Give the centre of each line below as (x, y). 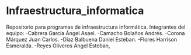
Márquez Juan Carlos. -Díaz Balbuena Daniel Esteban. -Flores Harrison (92, 39)
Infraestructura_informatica (75, 11)
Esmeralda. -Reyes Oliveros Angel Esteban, (58, 46)
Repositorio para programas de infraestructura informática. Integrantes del (96, 27)
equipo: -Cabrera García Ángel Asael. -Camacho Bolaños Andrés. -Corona (95, 33)
